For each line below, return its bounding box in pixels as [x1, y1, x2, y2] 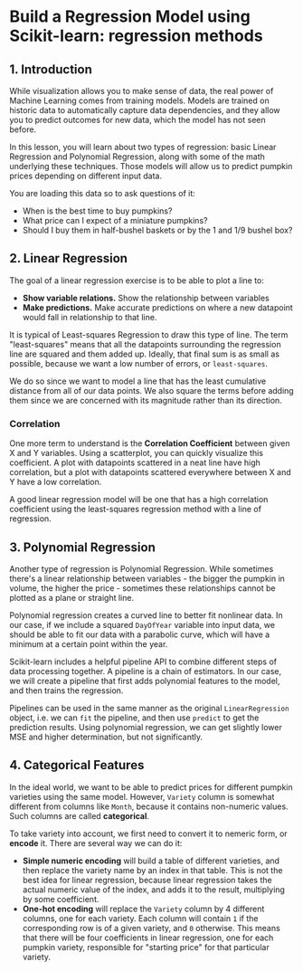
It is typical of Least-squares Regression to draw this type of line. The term [9, 328, 289, 340]
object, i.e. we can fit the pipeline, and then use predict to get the [9, 712, 260, 723]
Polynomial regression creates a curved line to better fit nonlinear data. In [9, 609, 283, 621]
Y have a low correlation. [9, 477, 102, 488]
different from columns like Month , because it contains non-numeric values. [9, 801, 289, 812]
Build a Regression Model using [9, 6, 251, 27]
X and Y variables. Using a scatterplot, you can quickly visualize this [9, 448, 264, 459]
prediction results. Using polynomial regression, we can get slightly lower [9, 721, 282, 732]
